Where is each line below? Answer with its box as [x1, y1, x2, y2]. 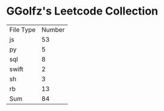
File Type [9, 25, 36, 34]
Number [41, 25, 65, 34]
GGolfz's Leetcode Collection [6, 4, 159, 18]
